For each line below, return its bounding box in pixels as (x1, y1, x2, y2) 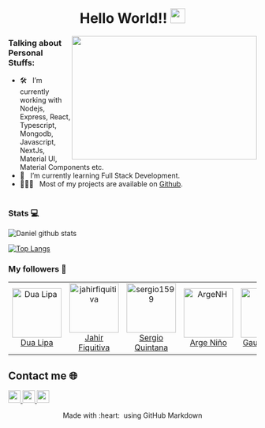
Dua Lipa (20, 337, 54, 348)
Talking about (8, 38, 62, 49)
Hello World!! (79, 9, 168, 28)
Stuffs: (8, 58, 35, 69)
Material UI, (19, 154, 58, 163)
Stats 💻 (8, 208, 39, 219)
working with (19, 96, 62, 105)
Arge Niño (189, 337, 227, 348)
